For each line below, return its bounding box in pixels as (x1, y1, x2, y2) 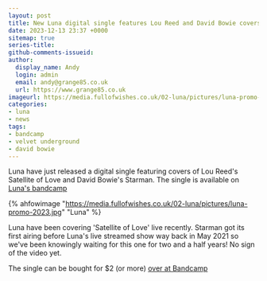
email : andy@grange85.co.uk (15, 78, 109, 86)
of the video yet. (8, 248, 62, 258)
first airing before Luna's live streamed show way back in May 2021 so (8, 232, 239, 241)
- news (8, 115, 30, 123)
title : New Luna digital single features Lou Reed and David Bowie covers (8, 19, 261, 27)
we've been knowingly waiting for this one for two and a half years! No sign (8, 240, 256, 249)
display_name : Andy (15, 64, 80, 72)
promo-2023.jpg (8, 208, 62, 217)
